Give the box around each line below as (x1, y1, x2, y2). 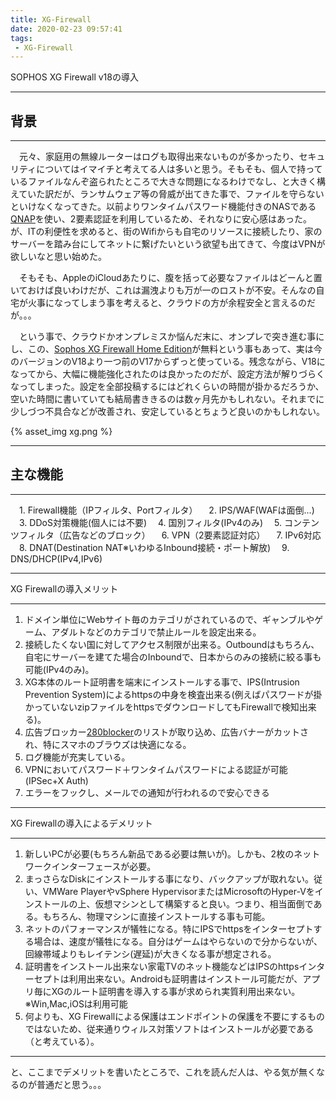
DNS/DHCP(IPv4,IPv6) (10, 552, 103, 565)
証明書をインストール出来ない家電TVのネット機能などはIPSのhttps (24, 960, 300, 972)
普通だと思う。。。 (36, 1078, 107, 1090)
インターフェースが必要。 (51, 860, 157, 872)
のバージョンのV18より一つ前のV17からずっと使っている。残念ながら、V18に (10, 356, 326, 368)
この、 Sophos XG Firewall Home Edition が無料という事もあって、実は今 (27, 343, 323, 355)
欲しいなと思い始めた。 (10, 251, 107, 263)
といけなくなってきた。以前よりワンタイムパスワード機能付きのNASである (10, 201, 317, 213)
